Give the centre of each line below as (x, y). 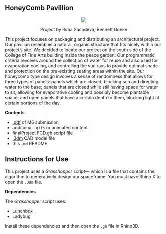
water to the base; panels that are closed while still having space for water (82, 87)
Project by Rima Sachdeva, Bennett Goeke (84, 29)
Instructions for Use (37, 159)
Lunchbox (23, 211)
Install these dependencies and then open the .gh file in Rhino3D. (72, 226)
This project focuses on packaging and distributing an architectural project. (83, 39)
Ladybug (21, 216)
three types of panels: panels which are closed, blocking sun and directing (82, 81)
